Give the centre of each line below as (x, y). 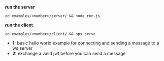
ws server (22, 48)
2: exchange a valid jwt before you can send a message (69, 53)
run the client (19, 25)
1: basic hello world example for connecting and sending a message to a (85, 43)
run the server (20, 7)
